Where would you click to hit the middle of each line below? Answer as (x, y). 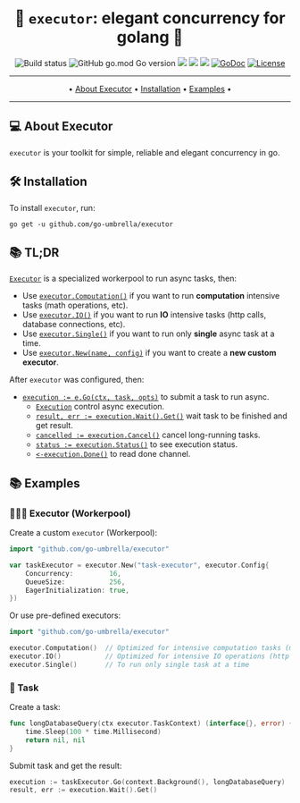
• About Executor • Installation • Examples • (150, 89)
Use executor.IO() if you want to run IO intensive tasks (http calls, (144, 315)
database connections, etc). (74, 325)
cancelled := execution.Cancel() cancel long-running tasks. (148, 435)
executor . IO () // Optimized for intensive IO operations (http (150, 656)
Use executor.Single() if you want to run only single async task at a (148, 334)
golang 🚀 (150, 37)
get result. (54, 426)
